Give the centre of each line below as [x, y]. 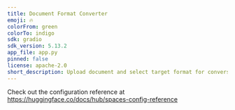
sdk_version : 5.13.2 [37, 46]
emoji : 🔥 [20, 20]
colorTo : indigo [31, 33]
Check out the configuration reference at [66, 92]
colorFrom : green [33, 26]
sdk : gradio [24, 40]
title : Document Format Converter [58, 14]
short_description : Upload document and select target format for [106, 72]
